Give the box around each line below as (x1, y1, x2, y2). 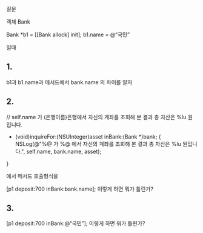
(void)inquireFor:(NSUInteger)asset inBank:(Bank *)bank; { (15, 133, 162, 140)
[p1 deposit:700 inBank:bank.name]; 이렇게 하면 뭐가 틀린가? (6, 185, 153, 192)
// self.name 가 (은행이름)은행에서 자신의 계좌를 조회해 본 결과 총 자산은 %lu (6, 113, 187, 120)
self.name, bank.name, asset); (26, 148, 102, 155)
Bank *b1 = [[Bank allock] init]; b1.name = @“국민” (6, 31, 130, 38)
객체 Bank (6, 18, 30, 25)
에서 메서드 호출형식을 (6, 172, 59, 180)
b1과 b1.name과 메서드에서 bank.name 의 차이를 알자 (6, 78, 133, 86)
